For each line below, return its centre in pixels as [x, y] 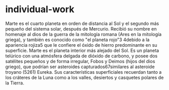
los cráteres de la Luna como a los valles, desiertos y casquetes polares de [84, 77]
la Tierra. [15, 83]
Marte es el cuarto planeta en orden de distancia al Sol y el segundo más [82, 23]
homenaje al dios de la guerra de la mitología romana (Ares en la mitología [83, 34]
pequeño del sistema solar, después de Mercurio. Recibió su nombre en [81, 28]
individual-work [40, 9]
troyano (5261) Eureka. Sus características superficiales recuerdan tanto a [83, 72]
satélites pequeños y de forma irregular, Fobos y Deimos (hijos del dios [80, 61]
